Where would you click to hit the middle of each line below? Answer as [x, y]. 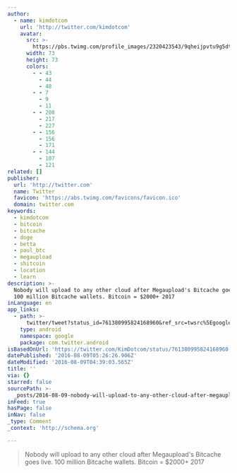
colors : [37, 66]
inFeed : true [26, 402]
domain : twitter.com [44, 205]
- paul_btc [30, 251]
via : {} [19, 375]
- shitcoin [30, 264]
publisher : [23, 178]
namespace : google [47, 336]
